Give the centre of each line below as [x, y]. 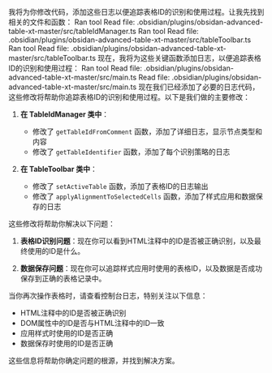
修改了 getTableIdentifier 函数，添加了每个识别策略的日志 [131, 152]
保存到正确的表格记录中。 [63, 279]
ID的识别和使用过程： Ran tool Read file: [76, 68]
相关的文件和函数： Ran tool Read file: [72, 22]
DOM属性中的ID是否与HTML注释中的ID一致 [92, 323]
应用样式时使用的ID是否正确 [67, 333]
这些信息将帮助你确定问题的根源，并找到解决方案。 [94, 360]
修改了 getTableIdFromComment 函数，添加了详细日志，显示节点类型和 [147, 131]
